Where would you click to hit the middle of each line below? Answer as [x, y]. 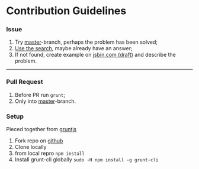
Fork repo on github [39, 141]
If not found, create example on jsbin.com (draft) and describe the [95, 55]
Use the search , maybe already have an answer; [74, 48]
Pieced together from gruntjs [41, 129]
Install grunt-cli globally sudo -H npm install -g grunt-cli [86, 160]
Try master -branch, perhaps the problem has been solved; [86, 42]
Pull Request [25, 82]
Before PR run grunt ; [40, 95]
